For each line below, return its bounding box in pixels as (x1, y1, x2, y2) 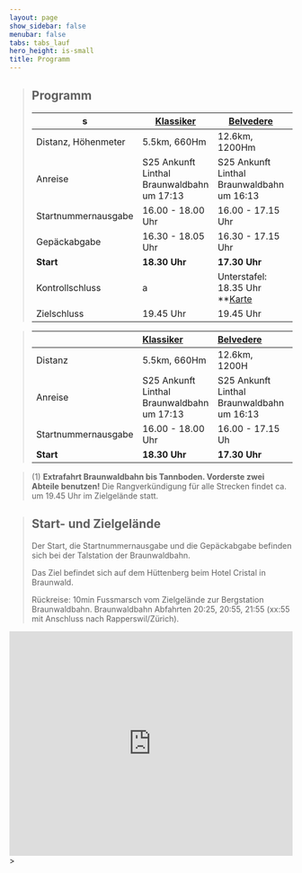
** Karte (217, 293, 253, 305)
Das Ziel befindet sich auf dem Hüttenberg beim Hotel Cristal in (31, 567, 267, 578)
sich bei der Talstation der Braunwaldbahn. (31, 550, 191, 560)
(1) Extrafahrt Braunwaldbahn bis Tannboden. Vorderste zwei (31, 471, 265, 481)
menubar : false (9, 30, 67, 39)
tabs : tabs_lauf (9, 38, 70, 48)
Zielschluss (35, 307, 84, 320)
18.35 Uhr (217, 281, 262, 294)
